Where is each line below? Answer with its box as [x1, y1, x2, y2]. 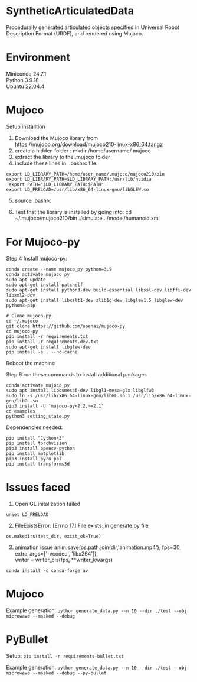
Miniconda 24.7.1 [6, 70, 47, 77]
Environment [6, 51, 71, 64]
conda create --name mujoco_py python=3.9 [6, 266, 112, 272]
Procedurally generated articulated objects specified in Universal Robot [6, 24, 180, 31]
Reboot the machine [6, 359, 55, 366]
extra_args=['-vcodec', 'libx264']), [14, 550, 98, 557]
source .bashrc [14, 197, 52, 204]
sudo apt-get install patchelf [6, 282, 83, 288]
